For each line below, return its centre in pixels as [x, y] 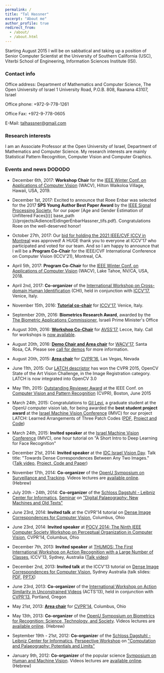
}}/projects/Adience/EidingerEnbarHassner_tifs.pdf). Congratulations [81, 221]
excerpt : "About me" [26, 19]
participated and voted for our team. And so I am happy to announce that [86, 246]
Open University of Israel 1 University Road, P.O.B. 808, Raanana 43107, [77, 90]
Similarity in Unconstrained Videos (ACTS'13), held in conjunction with [83, 591]
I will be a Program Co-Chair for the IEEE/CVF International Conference [84, 251]
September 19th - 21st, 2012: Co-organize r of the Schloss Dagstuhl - [82, 635]
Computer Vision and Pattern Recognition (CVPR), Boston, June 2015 [82, 393]
